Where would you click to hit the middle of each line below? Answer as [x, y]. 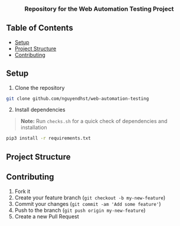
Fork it [22, 191]
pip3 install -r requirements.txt [49, 138]
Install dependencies [40, 110]
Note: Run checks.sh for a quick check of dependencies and [94, 121]
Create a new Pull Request [47, 216]
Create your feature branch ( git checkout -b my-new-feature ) [90, 198]
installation [34, 127]
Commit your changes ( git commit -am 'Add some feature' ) [88, 204]
